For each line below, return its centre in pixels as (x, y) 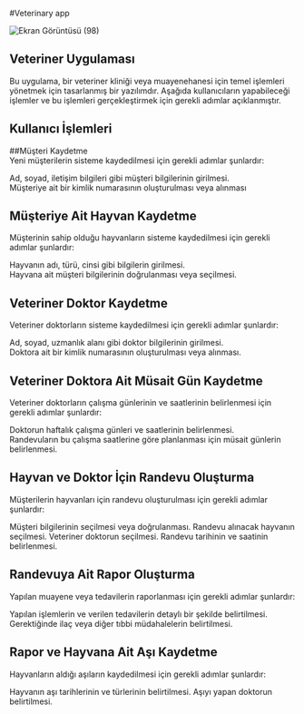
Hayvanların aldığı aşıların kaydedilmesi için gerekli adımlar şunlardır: (137, 674)
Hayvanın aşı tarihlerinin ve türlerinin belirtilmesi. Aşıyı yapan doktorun (141, 691)
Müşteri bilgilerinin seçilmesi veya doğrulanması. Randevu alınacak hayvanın (152, 526)
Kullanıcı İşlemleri (61, 129)
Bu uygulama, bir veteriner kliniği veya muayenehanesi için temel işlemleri (147, 81)
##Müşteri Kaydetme (49, 151)
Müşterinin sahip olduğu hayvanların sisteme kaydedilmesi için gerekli (140, 238)
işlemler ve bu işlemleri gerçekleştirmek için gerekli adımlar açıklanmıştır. (145, 100)
